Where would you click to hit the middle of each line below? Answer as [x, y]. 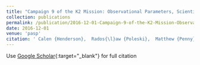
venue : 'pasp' [24, 34]
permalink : [20, 22]
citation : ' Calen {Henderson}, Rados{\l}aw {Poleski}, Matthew [90, 39]
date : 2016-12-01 [28, 28]
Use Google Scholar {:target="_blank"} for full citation [71, 56]
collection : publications [38, 17]
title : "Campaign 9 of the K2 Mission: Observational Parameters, [90, 12]
